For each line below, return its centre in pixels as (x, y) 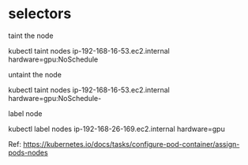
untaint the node (35, 74)
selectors (40, 14)
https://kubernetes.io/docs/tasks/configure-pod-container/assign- (132, 144)
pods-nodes (28, 152)
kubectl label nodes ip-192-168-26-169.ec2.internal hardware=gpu (116, 129)
